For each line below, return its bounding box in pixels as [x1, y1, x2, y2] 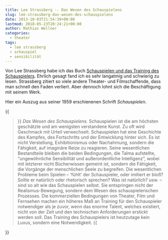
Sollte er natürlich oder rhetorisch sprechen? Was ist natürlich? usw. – [17, 177, 162, 183]
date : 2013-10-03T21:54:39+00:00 [5, 17, 75, 22]
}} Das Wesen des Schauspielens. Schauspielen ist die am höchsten [17, 118, 159, 125]
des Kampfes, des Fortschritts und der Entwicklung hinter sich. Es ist [17, 134, 160, 141]
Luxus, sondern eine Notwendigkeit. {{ [17, 219, 98, 226]
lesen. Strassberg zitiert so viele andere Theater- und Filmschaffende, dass [5, 78, 161, 84]
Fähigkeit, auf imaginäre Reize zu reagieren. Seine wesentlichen [17, 145, 150, 151]
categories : [5, 31, 30, 36]
